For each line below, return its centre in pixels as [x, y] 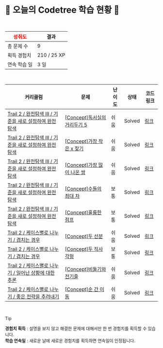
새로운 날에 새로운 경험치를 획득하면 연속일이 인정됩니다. [82, 340]
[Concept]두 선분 [84, 236]
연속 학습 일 [20, 64]
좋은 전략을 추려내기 [38, 296]
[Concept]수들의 [83, 189]
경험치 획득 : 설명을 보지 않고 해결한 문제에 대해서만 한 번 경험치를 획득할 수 [76, 328]
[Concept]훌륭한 [83, 213]
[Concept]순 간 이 [84, 289]
